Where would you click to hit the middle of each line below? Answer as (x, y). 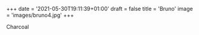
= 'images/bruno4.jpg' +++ (40, 15)
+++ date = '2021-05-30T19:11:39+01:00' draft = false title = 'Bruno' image (99, 9)
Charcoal (18, 27)
